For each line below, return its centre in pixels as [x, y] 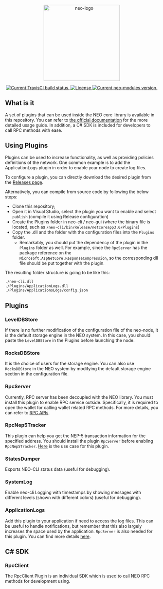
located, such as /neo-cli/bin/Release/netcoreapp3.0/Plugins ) [76, 227]
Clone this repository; [34, 206]
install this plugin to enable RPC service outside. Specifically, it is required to [81, 402]
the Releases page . [24, 182]
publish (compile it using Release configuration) [60, 216]
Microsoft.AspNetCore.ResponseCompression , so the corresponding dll [89, 258]
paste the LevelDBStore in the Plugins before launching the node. [70, 340]
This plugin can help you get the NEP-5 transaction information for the [75, 436]
